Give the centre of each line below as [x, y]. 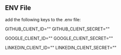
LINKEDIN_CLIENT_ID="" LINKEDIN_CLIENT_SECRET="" [61, 47]
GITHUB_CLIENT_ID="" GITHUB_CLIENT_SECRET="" [57, 29]
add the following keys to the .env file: [43, 19]
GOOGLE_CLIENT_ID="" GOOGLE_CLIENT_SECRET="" [59, 38]
